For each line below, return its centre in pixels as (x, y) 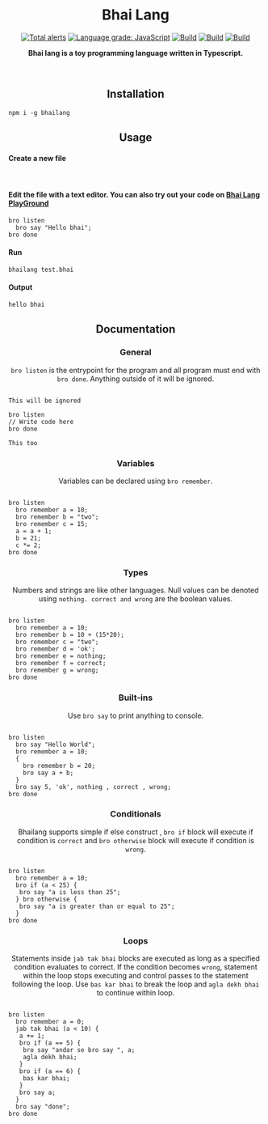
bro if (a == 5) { (50, 1043)
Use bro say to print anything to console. (136, 715)
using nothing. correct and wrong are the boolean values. (136, 599)
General (136, 352)
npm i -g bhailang (39, 112)
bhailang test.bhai (41, 269)
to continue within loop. (136, 993)
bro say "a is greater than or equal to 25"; (97, 906)
